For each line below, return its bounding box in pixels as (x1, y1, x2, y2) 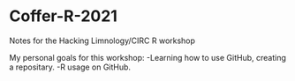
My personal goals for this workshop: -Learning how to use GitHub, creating (9, 52, 287, 63)
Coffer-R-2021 (9, 6, 117, 26)
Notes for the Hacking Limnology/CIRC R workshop (9, 35, 196, 46)
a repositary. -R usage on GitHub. (9, 62, 131, 72)
